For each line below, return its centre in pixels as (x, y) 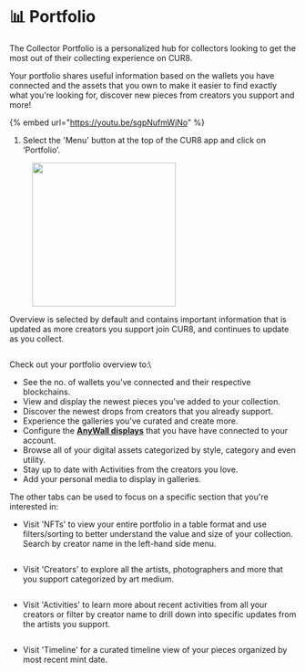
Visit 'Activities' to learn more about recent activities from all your (145, 604)
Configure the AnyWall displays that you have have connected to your (155, 430)
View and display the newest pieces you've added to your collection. (151, 401)
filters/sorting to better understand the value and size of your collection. (158, 533)
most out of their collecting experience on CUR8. (101, 58)
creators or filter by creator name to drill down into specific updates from (159, 614)
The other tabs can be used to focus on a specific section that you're (139, 497)
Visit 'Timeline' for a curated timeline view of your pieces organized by (155, 649)
